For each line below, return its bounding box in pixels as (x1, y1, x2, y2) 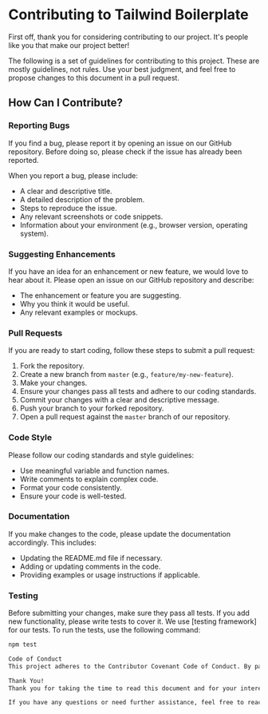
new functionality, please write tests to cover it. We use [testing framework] (8, 617, 257, 626)
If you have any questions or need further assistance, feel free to (8, 699, 245, 707)
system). (19, 228, 49, 238)
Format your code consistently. (19, 482, 122, 492)
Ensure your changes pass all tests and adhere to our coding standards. (19, 387, 257, 396)
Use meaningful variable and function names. (19, 466, 170, 475)
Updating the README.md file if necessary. (19, 553, 163, 562)
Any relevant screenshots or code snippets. (19, 212, 164, 221)
